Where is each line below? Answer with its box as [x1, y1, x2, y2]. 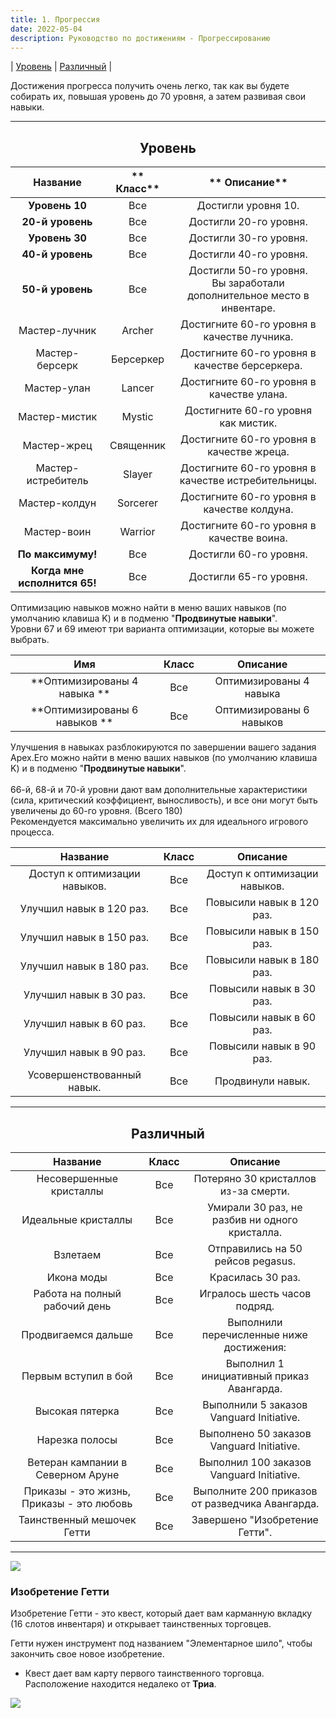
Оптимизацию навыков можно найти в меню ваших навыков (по [10, 602, 287, 614]
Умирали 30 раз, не [207, 1201, 303, 1214]
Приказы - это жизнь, [23, 1484, 132, 1498]
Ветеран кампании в [27, 1456, 128, 1469]
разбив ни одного [211, 1213, 298, 1226]
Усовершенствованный [27, 1068, 142, 1082]
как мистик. [219, 416, 278, 430]
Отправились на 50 [207, 1242, 303, 1255]
